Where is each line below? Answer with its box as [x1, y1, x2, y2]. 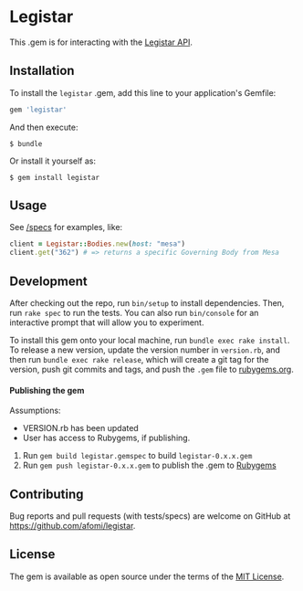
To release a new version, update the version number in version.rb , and [9, 344, 281, 355]
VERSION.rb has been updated [22, 423, 139, 434]
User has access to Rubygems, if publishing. [22, 432, 191, 444]
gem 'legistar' [9, 105, 68, 114]
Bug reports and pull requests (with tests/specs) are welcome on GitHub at [9, 511, 291, 522]
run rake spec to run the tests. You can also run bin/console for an [9, 308, 259, 318]
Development [9, 273, 89, 289]
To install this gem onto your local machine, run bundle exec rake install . [9, 335, 290, 345]
